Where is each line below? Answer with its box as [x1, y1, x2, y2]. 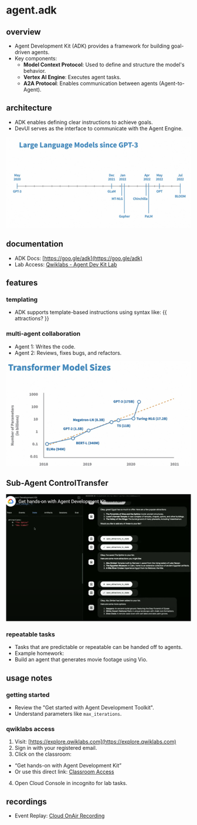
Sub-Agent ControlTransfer [6, 478, 108, 488]
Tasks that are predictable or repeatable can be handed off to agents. [14, 644, 183, 651]
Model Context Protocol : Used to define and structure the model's [23, 61, 185, 68]
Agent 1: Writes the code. [14, 343, 76, 350]
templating [6, 296, 38, 303]
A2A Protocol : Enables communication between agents [23, 80, 158, 87]
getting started [6, 691, 50, 699]
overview [6, 27, 41, 37]
